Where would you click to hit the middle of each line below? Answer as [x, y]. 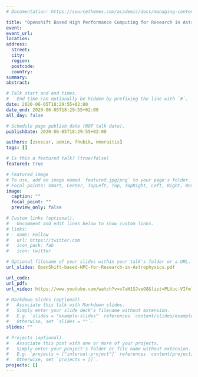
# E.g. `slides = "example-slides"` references [68, 316]
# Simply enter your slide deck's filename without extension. [88, 311]
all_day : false [25, 115]
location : [18, 39]
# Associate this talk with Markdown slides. [66, 305]
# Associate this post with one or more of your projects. [83, 343]
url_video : [19, 289]
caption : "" [26, 196]
